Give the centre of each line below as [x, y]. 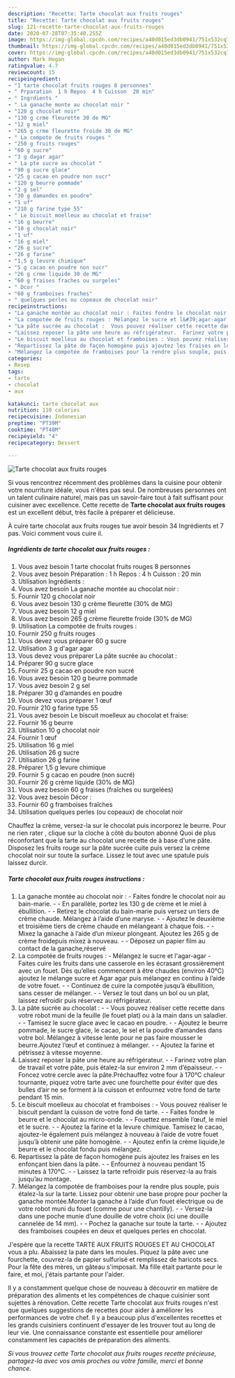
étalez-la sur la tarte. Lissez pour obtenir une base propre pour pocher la [123, 1194]
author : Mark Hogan [36, 59]
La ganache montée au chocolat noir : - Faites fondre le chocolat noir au [122, 897]
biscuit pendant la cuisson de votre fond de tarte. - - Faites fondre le [116, 1112]
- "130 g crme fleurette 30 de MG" [60, 118]
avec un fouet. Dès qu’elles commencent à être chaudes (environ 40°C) [121, 971]
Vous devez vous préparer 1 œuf [65, 701]
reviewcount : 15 [31, 72]
